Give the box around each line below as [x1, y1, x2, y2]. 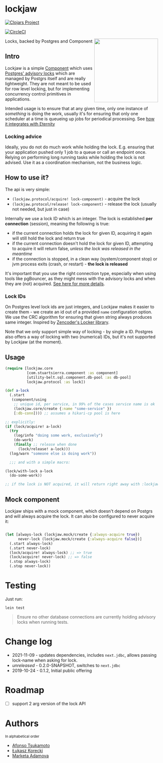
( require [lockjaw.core [5, 366, 53, 371]
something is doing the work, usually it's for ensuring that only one [5, 111, 138, 116]
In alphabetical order [5, 734, 40, 739]
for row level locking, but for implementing [5, 86, 90, 92]
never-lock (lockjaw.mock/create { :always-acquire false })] [17, 536, 142, 541]
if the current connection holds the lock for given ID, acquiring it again [12, 230, 152, 236]
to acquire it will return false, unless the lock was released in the [12, 245, 141, 251]
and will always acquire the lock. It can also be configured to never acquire [5, 513, 155, 519]
